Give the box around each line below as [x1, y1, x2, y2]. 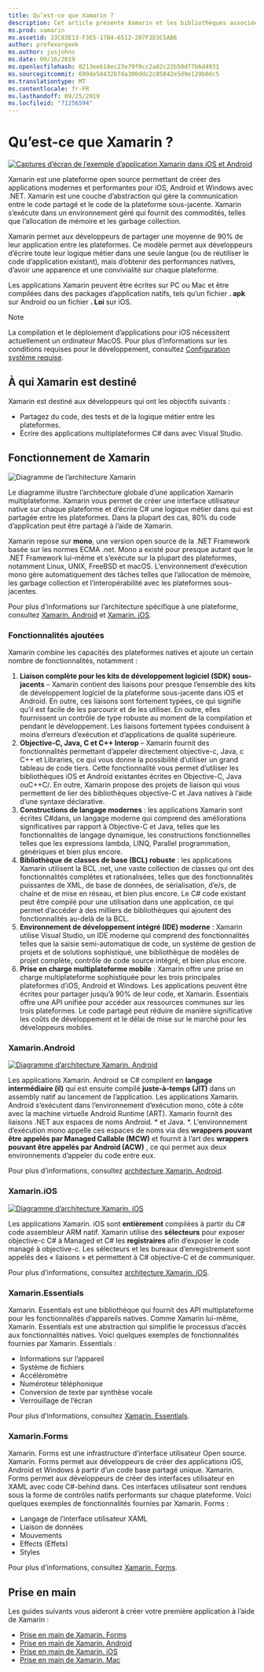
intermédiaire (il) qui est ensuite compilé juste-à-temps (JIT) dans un [8, 1084, 236, 1093]
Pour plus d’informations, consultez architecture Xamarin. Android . [8, 1166, 224, 1176]
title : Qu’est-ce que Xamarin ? [8, 11, 114, 20]
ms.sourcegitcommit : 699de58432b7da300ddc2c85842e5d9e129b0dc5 [8, 70, 220, 78]
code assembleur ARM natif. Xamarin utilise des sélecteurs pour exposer [8, 1227, 245, 1236]
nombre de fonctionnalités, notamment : [8, 655, 137, 665]
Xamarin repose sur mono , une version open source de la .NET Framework [8, 536, 251, 546]
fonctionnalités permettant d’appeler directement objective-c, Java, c [19, 746, 244, 756]
